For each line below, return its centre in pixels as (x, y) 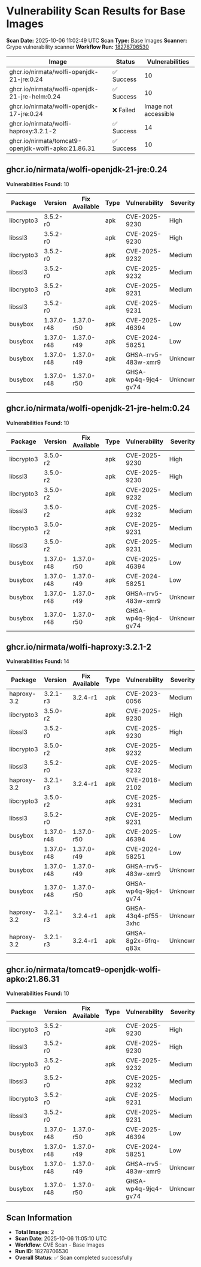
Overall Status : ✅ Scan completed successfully (74, 1257)
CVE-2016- (143, 780)
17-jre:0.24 (26, 113)
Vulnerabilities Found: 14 (38, 661)
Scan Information (39, 1217)
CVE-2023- (143, 694)
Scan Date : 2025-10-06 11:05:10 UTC (61, 1238)
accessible (159, 113)
